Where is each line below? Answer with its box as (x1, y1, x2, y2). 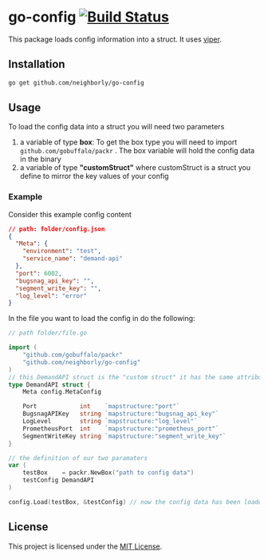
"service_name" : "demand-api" (22, 255, 124, 263)
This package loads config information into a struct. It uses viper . (8, 34, 222, 44)
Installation (8, 57, 65, 71)
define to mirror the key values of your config (19, 172, 169, 181)
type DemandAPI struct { (8, 380, 91, 389)
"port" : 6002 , (15, 269, 62, 277)
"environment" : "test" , (22, 248, 102, 256)
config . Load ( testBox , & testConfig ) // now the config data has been (8, 498, 241, 506)
